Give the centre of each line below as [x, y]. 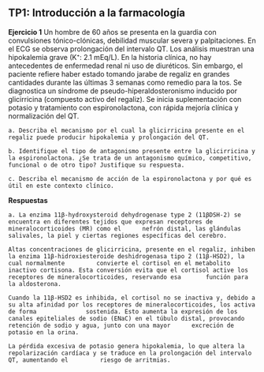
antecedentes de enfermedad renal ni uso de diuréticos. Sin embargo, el [125, 66]
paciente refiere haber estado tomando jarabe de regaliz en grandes [119, 73]
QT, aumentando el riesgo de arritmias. [89, 360]
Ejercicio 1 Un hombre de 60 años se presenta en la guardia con [112, 32]
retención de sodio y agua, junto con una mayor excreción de [121, 325]
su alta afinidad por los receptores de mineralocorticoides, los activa [132, 304]
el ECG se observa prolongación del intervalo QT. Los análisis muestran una [131, 49]
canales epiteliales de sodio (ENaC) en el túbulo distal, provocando [126, 318]
